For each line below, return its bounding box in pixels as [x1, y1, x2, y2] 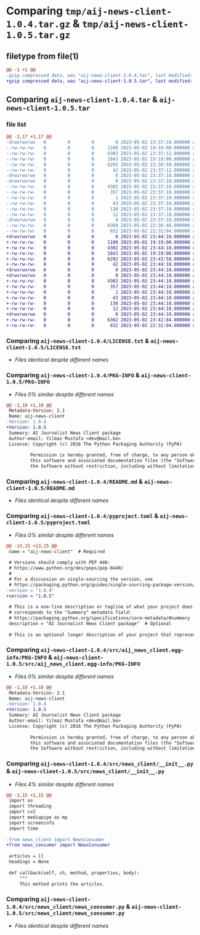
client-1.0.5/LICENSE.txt [6, 344, 82, 350]
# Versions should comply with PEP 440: [8, 559, 111, 565]
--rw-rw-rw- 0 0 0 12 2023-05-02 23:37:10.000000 [6, 211, 190, 217]
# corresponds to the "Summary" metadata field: [8, 610, 132, 616]
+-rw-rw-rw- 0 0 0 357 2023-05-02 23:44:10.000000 [6, 284, 190, 290]
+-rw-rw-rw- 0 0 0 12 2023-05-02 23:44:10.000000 [6, 306, 190, 312]
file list [6, 120, 27, 128]
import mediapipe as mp [8, 814, 68, 820]
